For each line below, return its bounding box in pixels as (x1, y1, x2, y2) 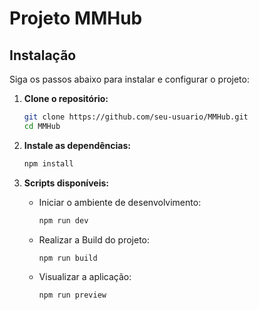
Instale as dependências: (23, 139, 131, 151)
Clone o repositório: (23, 93, 109, 104)
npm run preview (38, 290, 107, 301)
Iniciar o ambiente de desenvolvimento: (38, 196, 202, 208)
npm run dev (38, 215, 89, 226)
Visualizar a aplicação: (38, 271, 132, 283)
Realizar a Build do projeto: (38, 233, 151, 246)
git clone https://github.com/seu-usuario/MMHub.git (23, 112, 249, 122)
